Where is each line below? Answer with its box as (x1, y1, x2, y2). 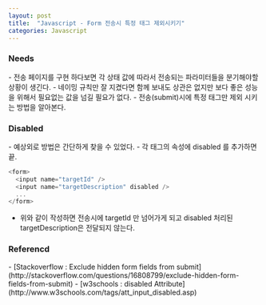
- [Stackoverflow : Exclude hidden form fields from (8, 262, 175, 271)
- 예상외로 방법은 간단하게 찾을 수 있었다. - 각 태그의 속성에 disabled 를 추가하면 (8, 142, 257, 151)
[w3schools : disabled (79, 279, 153, 288)
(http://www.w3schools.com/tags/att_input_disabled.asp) (8, 287, 197, 297)
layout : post (8, 11, 52, 20)
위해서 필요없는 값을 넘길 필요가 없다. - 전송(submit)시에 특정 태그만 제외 (16, 92, 244, 102)
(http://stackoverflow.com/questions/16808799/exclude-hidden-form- (8, 270, 240, 280)
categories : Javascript (8, 26, 88, 34)
